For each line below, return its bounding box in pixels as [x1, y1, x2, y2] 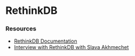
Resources [5, 25, 37, 33]
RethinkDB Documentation [13, 38, 77, 44]
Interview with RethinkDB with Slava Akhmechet [13, 44, 129, 51]
